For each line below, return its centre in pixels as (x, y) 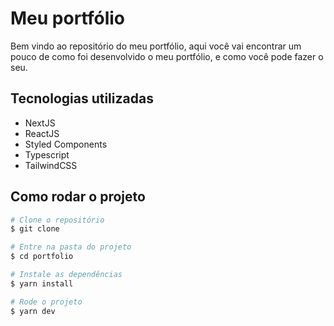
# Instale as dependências (66, 275)
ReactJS (42, 133)
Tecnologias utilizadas (82, 98)
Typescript (47, 154)
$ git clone (35, 229)
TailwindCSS (51, 165)
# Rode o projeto (46, 302)
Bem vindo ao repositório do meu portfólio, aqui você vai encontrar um (156, 46)
